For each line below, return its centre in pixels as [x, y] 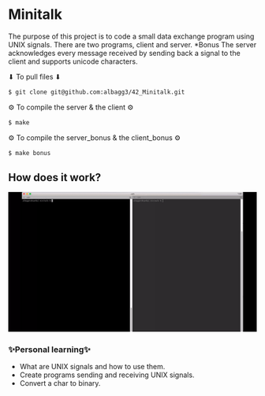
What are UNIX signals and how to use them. [92, 367]
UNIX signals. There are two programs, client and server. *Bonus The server [132, 44]
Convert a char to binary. [60, 383]
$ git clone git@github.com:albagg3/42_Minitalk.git [97, 92]
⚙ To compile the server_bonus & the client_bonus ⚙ [95, 137]
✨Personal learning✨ [49, 350]
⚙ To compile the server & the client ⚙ [71, 107]
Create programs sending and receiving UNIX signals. [107, 375]
